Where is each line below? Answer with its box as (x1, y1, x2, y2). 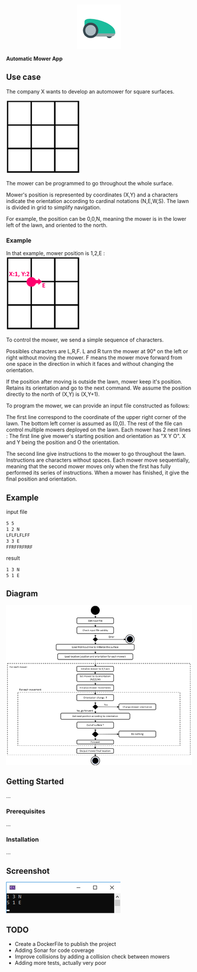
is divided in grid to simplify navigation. (6, 204, 101, 211)
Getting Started (6, 777, 64, 787)
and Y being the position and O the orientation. (6, 439, 120, 446)
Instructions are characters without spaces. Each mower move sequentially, (6, 456, 190, 464)
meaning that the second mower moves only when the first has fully (6, 463, 171, 470)
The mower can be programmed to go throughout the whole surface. (6, 179, 174, 186)
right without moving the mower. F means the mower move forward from (6, 354, 183, 361)
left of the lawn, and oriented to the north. (6, 221, 108, 228)
